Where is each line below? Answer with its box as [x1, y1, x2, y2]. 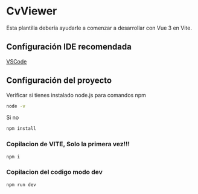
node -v [6, 103, 26, 109]
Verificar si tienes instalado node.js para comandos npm [6, 91, 146, 99]
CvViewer [6, 4, 57, 18]
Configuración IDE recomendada [6, 42, 132, 52]
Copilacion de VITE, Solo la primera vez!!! [6, 140, 130, 149]
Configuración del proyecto [6, 76, 112, 86]
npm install [6, 126, 36, 132]
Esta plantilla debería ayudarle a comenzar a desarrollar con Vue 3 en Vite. [6, 24, 192, 31]
